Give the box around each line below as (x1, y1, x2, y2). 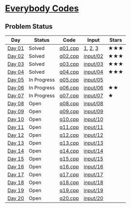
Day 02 (7, 53, 24, 59)
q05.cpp (59, 76, 79, 83)
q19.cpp (59, 187, 79, 193)
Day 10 (7, 116, 24, 122)
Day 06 (7, 85, 24, 91)
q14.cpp (59, 148, 79, 154)
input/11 (83, 124, 103, 130)
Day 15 (7, 156, 24, 162)
